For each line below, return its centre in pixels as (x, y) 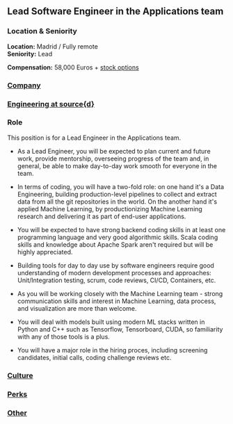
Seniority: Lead (30, 54)
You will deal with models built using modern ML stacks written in (111, 322)
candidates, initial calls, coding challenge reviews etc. (94, 357)
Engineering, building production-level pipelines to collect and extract (117, 194)
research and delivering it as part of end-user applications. (102, 216)
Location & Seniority (42, 31)
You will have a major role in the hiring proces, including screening (112, 350)
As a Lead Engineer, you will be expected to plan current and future (114, 151)
